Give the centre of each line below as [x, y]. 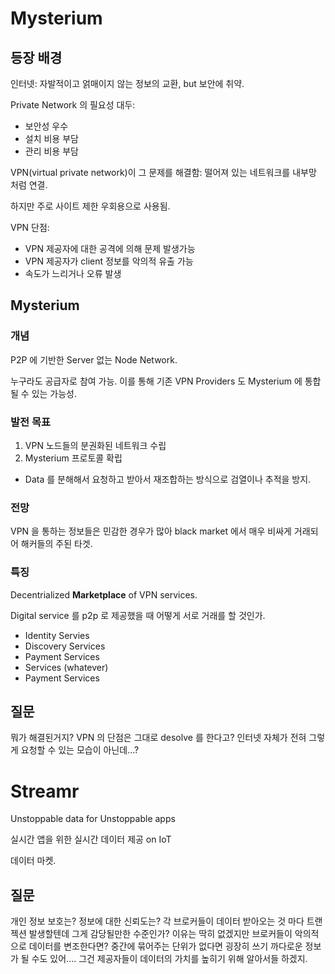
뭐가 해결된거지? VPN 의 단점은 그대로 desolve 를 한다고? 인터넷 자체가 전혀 [158, 738]
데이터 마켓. [33, 861]
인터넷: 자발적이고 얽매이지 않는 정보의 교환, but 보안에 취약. [127, 83]
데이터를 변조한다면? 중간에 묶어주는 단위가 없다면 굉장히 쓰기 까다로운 [165, 946]
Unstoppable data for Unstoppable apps [93, 819]
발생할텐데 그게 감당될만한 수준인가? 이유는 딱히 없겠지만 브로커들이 [160, 934]
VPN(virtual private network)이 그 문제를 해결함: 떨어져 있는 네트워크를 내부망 [163, 172]
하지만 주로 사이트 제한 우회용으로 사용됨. [90, 206]
